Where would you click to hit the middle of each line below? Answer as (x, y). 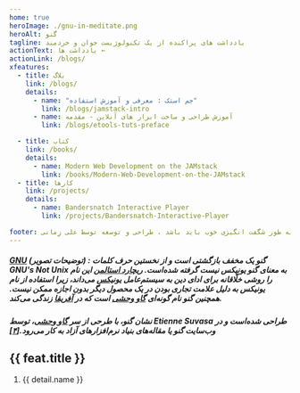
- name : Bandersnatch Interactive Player (111, 208)
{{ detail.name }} (53, 380)
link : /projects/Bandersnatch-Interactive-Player (135, 216)
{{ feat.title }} (48, 358)
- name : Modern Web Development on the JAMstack (125, 166)
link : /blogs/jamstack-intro (96, 109)
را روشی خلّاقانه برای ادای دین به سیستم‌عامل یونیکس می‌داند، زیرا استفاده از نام (141, 279)
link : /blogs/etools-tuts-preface (105, 126)
